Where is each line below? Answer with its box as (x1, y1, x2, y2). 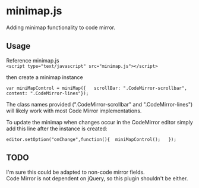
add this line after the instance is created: (6, 125, 108, 132)
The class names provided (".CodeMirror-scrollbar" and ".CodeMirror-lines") (6, 101, 193, 108)
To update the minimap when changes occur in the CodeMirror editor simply (6, 118, 193, 126)
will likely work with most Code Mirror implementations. (6, 107, 142, 114)
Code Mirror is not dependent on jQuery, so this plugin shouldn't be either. (6, 174, 188, 182)
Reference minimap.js (6, 57, 59, 64)
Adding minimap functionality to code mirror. (6, 24, 116, 31)
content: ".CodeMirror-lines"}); (6, 90, 89, 96)
